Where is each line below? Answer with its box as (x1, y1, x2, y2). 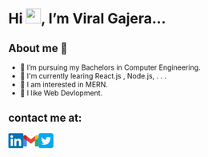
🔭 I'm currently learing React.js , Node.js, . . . (19, 71, 167, 80)
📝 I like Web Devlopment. (19, 88, 103, 98)
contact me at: (8, 111, 82, 125)
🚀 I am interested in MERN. (19, 80, 108, 89)
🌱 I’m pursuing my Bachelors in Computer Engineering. (19, 62, 202, 72)
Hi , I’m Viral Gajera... (8, 10, 166, 28)
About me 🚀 (8, 41, 68, 55)
